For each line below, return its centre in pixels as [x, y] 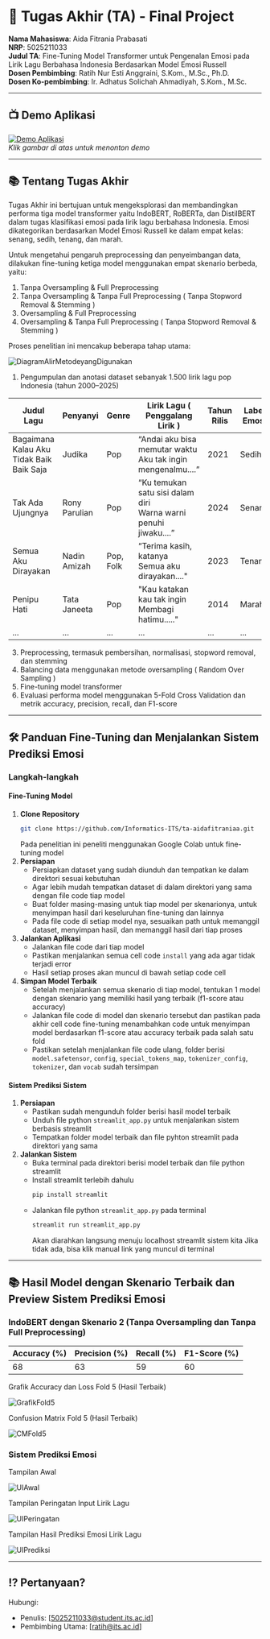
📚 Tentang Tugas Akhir [69, 182]
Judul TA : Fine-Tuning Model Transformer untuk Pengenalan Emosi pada [129, 56]
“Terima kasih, [165, 545]
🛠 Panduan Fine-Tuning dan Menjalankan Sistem [134, 737]
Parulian [78, 512]
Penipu [26, 599]
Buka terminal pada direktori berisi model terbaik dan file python [138, 1163]
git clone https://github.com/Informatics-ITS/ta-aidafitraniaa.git [137, 829]
